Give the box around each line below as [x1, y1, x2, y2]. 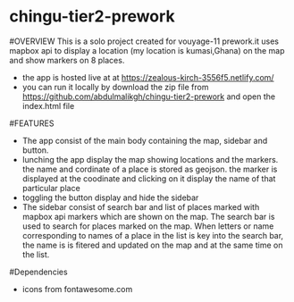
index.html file [21, 100, 75, 111]
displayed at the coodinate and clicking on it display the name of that [21, 172, 276, 184]
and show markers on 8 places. [9, 55, 125, 65]
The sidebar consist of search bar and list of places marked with [21, 201, 260, 212]
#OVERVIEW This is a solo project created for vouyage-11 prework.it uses [9, 36, 280, 46]
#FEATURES [9, 118, 55, 129]
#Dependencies [9, 266, 69, 277]
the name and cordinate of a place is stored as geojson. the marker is [21, 164, 278, 174]
